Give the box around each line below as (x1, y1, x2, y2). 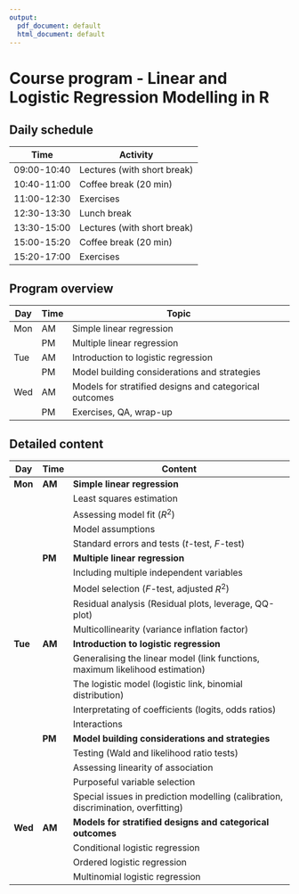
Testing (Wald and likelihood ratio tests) (72, 746, 238, 759)
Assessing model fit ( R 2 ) (72, 507, 175, 521)
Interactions (72, 718, 123, 730)
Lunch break (78, 207, 132, 219)
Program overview (9, 281, 114, 296)
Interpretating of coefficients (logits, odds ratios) (72, 703, 277, 716)
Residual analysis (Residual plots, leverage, (72, 597, 254, 610)
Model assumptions (72, 523, 156, 536)
